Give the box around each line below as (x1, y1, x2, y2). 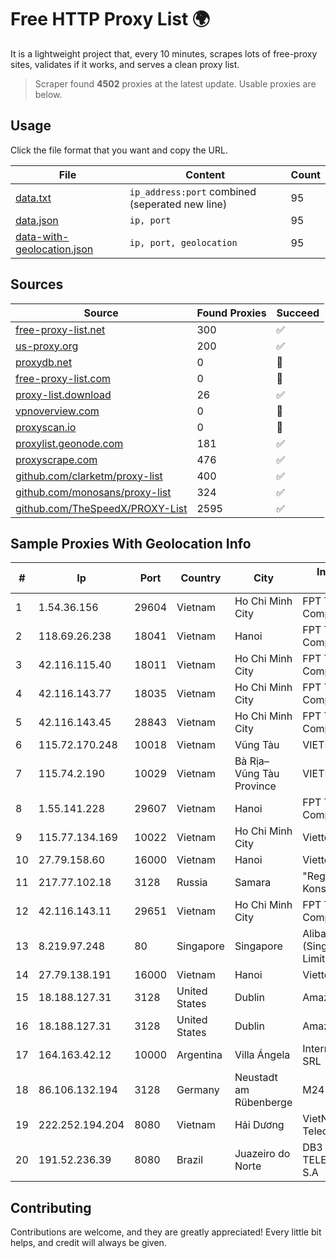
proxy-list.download (15, 387, 112, 401)
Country (180, 571, 222, 585)
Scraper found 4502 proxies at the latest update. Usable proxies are (34, 77, 317, 90)
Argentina (176, 1048, 223, 1062)
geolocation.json (15, 242, 94, 256)
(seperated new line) (129, 197, 228, 211)
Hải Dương (234, 1118, 285, 1132)
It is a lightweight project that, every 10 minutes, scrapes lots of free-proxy (10, 47, 318, 60)
